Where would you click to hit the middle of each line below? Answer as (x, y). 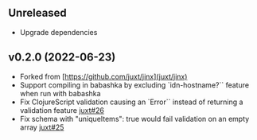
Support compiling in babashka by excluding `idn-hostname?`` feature (134, 85)
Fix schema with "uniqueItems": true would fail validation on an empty (134, 119)
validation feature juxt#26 (62, 110)
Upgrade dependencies (58, 32)
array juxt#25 (42, 127)
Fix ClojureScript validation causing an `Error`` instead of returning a (131, 102)
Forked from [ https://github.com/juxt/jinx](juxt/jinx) (103, 76)
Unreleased (38, 13)
